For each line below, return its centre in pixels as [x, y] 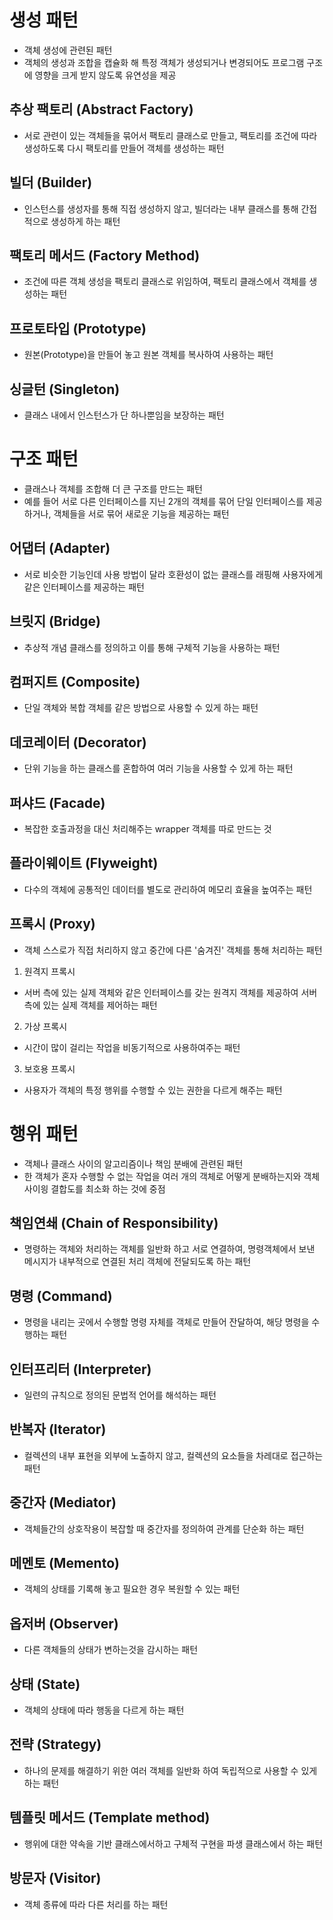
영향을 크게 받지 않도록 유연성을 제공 [105, 75]
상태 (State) [45, 1684]
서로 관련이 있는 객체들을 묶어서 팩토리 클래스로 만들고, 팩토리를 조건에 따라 [170, 135]
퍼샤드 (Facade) [57, 802]
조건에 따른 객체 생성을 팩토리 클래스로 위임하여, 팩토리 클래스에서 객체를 [165, 282]
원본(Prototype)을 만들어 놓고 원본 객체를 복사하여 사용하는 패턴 [148, 355]
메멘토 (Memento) [64, 1563]
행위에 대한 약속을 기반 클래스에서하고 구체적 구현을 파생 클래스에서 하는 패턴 [173, 1843]
